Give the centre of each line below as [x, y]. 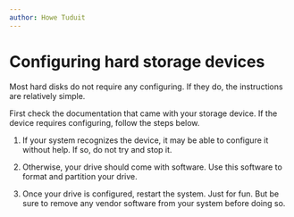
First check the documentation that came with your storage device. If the [143, 113]
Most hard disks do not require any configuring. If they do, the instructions [146, 87]
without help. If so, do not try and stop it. [97, 149]
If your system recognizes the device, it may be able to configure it [145, 140]
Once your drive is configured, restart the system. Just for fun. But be [151, 194]
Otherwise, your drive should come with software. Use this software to [152, 167]
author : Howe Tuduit [48, 17]
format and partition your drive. [80, 176]
